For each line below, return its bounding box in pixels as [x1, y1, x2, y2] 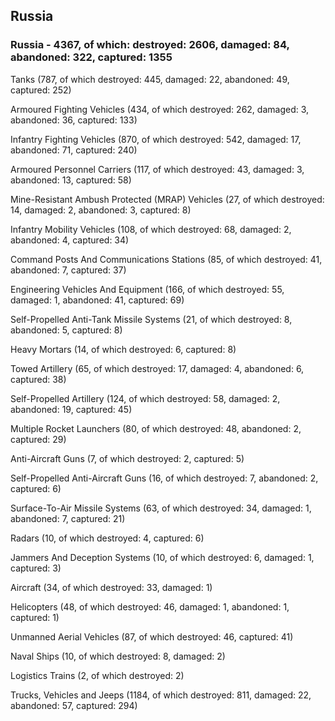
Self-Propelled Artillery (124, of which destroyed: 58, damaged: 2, [10, 392, 281, 404]
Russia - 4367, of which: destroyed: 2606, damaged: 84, [10, 38, 290, 52]
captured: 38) [10, 373, 67, 385]
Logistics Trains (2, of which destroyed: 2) [10, 669, 185, 681]
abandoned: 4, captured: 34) [10, 234, 130, 246]
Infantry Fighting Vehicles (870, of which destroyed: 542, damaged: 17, [10, 133, 302, 145]
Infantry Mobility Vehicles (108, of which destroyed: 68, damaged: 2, [10, 223, 292, 235]
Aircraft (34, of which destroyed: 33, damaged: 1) [10, 581, 213, 593]
